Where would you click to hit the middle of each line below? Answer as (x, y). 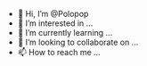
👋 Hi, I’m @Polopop (53, 14)
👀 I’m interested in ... (55, 23)
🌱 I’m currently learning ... (65, 33)
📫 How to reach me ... (59, 52)
